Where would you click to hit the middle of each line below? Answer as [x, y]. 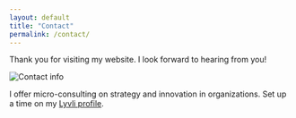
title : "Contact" [42, 26]
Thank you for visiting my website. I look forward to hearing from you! [138, 60]
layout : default [39, 17]
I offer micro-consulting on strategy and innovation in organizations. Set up [148, 94]
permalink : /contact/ [50, 34]
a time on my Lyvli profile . [57, 104]
